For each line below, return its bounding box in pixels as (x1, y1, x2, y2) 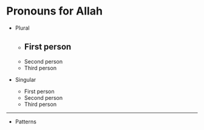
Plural (15, 24, 30, 31)
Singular (15, 76, 36, 83)
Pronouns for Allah (6, 4, 103, 18)
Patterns (15, 118, 36, 125)
